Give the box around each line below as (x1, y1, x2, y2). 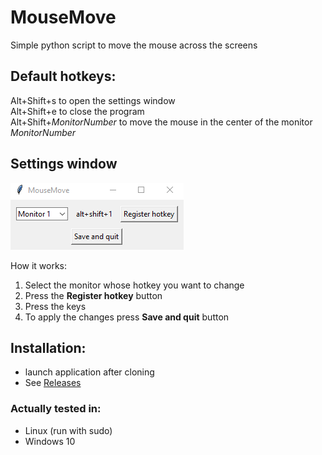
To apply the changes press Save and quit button (24, 311, 230, 323)
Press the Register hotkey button (24, 289, 163, 301)
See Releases (24, 377, 82, 389)
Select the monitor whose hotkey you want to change (24, 279, 245, 291)
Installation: (10, 339, 87, 356)
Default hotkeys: (10, 68, 117, 85)
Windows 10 (24, 435, 76, 447)
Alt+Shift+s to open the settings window (10, 94, 176, 106)
